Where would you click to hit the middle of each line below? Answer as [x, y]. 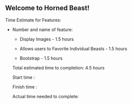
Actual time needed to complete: [45, 96]
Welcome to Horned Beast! [47, 8]
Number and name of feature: [43, 30]
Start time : [23, 77]
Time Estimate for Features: [33, 20]
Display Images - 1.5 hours [47, 39]
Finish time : [25, 87]
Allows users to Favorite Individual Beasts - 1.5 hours [73, 48]
